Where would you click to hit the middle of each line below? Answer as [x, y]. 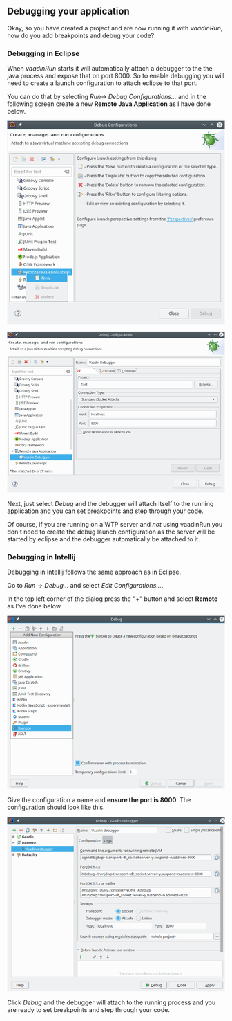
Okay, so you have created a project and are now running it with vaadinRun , [115, 28]
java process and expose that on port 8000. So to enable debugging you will [116, 76]
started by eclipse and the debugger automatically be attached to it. [104, 539]
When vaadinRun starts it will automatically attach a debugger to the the [110, 69]
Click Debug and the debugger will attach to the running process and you [112, 1002]
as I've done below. [35, 606]
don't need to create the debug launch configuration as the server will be [111, 532]
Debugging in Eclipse [43, 53]
